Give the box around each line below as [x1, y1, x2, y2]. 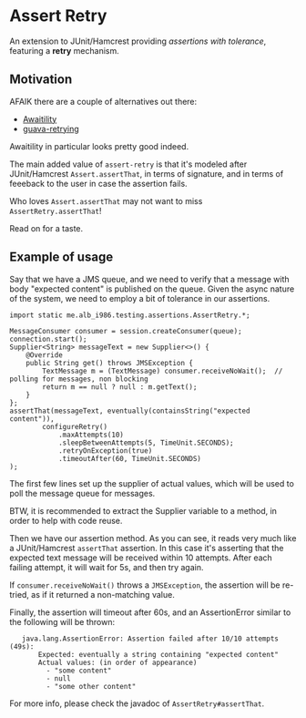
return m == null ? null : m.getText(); [42, 382, 198, 392]
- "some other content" [46, 682, 137, 691]
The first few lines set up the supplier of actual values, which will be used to [9, 477, 294, 488]
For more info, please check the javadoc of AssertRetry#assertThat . [9, 698, 265, 709]
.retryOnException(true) [57, 446, 153, 456]
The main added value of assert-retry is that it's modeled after [9, 159, 248, 169]
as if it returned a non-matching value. [31, 589, 175, 600]
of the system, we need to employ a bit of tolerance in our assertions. [9, 292, 270, 303]
